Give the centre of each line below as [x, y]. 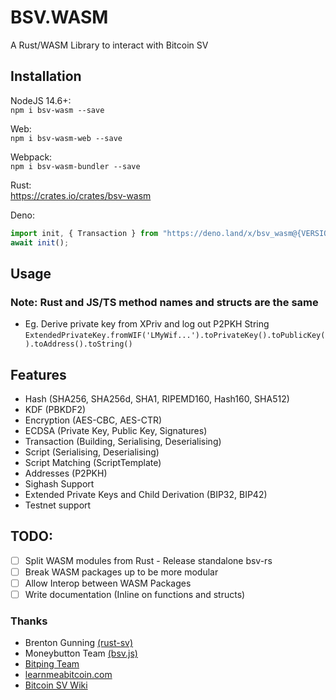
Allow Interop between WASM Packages [108, 583]
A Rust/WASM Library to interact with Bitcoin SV [109, 45]
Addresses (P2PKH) [66, 473]
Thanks [29, 621]
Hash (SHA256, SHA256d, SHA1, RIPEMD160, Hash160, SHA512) [157, 399]
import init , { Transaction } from [84, 233]
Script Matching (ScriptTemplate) [93, 462]
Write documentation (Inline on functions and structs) [135, 594]
